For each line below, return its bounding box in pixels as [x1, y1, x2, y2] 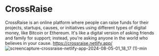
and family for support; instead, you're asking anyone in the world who [5, 35, 148, 41]
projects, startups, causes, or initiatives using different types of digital [5, 24, 146, 30]
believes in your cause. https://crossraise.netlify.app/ [5, 40, 113, 46]
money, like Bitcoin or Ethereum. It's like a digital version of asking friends [5, 30, 155, 36]
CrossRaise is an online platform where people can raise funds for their [5, 19, 149, 25]
